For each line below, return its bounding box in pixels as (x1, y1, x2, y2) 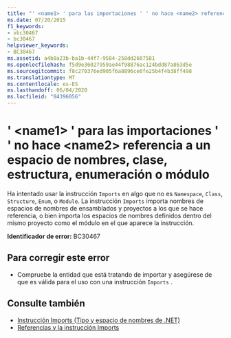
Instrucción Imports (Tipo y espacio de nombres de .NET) (16, 316, 181, 324)
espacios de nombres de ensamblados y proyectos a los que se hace (7, 204, 203, 212)
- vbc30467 (7, 29, 38, 36)
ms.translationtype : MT (7, 74, 76, 81)
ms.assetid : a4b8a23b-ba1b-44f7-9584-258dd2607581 (7, 55, 155, 62)
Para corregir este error (7, 252, 110, 264)
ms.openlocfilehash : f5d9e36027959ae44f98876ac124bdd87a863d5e (7, 61, 192, 68)
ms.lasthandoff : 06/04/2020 (7, 87, 88, 94)
